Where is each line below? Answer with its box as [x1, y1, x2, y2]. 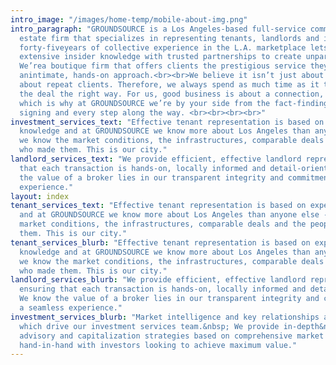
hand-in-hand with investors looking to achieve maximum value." [19, 340, 298, 350]
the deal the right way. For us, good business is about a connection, [19, 89, 325, 99]
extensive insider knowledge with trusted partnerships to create [19, 52, 302, 62]
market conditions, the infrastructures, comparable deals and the [19, 219, 307, 230]
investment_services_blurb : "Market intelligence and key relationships [10, 312, 320, 322]
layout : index [10, 191, 70, 201]
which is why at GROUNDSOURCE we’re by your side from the [19, 98, 271, 108]
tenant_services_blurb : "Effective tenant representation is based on [10, 237, 311, 248]
